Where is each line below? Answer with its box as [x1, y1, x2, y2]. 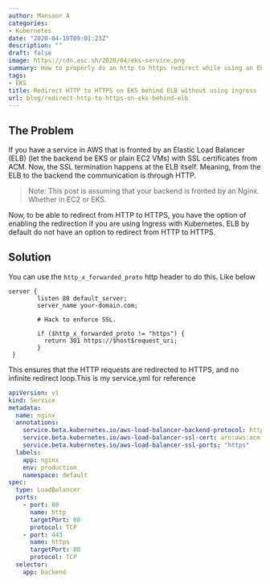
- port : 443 [22, 531, 63, 539]
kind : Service [8, 396, 56, 404]
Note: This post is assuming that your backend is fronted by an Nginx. [27, 186, 260, 196]
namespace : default [22, 471, 88, 479]
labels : [15, 448, 42, 456]
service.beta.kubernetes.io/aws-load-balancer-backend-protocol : [22, 427, 247, 435]
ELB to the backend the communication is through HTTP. [8, 170, 197, 181]
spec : [8, 479, 27, 487]
